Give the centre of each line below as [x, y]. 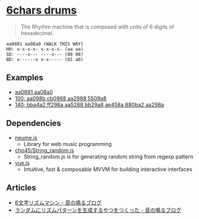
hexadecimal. [37, 33]
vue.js [22, 163]
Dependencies [34, 123]
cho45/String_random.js [44, 150]
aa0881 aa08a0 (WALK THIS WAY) [45, 44]
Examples [25, 78]
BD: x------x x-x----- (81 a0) [45, 59]
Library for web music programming [67, 144]
